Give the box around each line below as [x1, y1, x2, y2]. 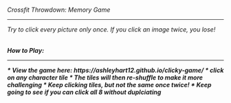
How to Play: [7, 47, 45, 55]
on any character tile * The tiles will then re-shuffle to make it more [7, 73, 203, 82]
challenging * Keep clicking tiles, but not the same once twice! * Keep [7, 81, 212, 89]
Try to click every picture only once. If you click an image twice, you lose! [7, 25, 216, 34]
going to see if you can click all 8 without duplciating [7, 88, 162, 96]
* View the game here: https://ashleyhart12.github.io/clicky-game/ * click [7, 66, 224, 75]
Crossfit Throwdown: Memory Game [7, 5, 111, 14]
